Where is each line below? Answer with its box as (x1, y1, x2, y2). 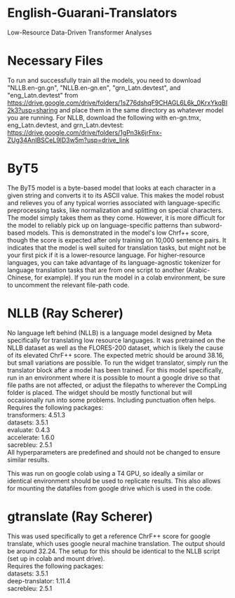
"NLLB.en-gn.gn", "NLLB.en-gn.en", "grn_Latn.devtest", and (7, 83, 181, 92)
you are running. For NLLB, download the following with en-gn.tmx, (7, 113, 201, 122)
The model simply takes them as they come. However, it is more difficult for (7, 213, 226, 222)
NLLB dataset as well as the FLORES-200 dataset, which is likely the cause (7, 343, 224, 352)
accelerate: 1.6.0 (7, 433, 55, 441)
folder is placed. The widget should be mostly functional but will (7, 388, 193, 396)
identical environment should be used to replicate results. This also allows (7, 476, 221, 485)
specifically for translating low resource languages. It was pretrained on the (7, 336, 226, 344)
